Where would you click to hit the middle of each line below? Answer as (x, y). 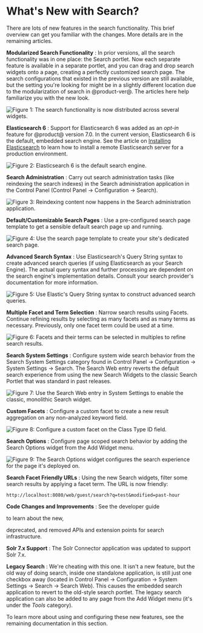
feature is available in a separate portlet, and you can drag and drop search (100, 66)
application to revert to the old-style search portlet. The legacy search (94, 592)
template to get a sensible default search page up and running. (85, 227)
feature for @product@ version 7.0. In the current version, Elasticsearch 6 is (101, 134)
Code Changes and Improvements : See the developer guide (83, 506)
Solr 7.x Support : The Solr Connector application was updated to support (98, 548)
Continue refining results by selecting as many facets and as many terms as (101, 319)
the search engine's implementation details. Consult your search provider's (100, 276)
